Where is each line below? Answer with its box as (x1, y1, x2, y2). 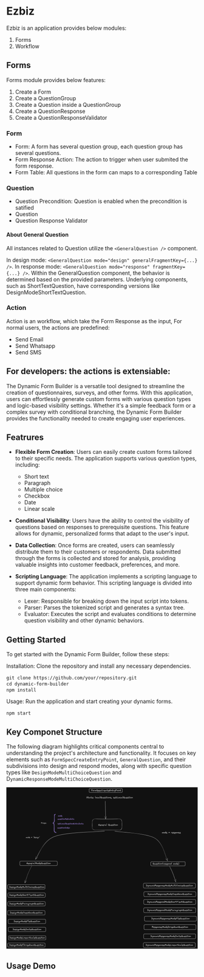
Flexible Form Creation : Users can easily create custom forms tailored (15, 448, 192, 456)
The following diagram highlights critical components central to (6, 743, 165, 750)
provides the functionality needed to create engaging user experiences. (6, 414, 186, 422)
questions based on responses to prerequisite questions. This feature (15, 524, 189, 531)
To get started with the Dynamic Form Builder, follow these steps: (6, 651, 170, 658)
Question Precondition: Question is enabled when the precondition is (15, 197, 187, 205)
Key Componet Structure (6, 727, 103, 737)
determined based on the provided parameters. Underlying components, (6, 275, 188, 283)
